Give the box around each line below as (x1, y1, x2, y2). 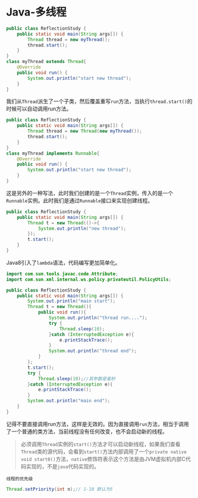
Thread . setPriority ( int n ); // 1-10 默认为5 (6, 486, 113, 492)
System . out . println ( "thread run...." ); (48, 315, 147, 321)
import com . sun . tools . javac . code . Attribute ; (6, 271, 118, 277)
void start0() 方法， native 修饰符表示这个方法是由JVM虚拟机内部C (20, 455, 186, 462)
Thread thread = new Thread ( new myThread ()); (27, 129, 143, 134)
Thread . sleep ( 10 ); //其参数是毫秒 (37, 375, 116, 381)
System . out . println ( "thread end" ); (48, 348, 137, 354)
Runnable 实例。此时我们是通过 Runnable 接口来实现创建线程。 (6, 197, 153, 204)
